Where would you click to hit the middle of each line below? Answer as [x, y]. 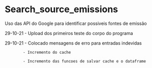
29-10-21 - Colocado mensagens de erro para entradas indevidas [73, 43]
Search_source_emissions [62, 9]
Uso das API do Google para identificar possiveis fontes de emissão [76, 23]
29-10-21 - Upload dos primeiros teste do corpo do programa [69, 33]
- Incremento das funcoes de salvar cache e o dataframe [84, 61]
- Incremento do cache [47, 52]
